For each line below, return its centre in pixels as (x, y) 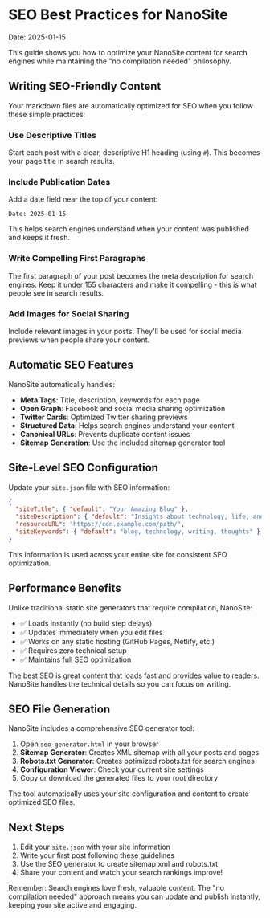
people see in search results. (56, 293)
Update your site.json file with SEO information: (89, 487)
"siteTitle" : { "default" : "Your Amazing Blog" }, (102, 509)
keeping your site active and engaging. (73, 905)
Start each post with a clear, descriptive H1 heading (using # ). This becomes (134, 153)
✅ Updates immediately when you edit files (91, 632)
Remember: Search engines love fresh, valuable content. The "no (117, 888)
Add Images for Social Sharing (69, 313)
